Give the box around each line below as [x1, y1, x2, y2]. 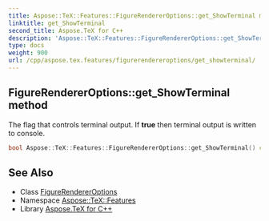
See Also [8, 166, 54, 179]
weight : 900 [8, 49, 48, 57]
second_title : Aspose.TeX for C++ [8, 26, 124, 34]
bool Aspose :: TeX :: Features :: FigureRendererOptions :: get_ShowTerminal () [8, 143, 256, 152]
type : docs [8, 42, 45, 50]
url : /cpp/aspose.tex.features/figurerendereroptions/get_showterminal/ [8, 57, 256, 65]
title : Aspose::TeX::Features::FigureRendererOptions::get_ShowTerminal [8, 11, 256, 20]
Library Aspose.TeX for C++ [19, 204, 113, 214]
